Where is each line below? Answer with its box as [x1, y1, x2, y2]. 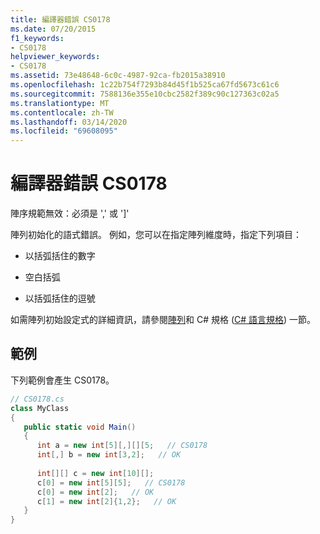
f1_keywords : [10, 33, 65, 43]
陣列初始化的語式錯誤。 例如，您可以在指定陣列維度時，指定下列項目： [10, 229, 302, 241]
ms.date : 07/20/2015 [10, 24, 97, 34]
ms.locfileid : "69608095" [10, 126, 118, 136]
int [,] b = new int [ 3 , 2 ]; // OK [36, 450, 182, 460]
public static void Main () [23, 422, 137, 432]
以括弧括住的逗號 [24, 292, 96, 305]
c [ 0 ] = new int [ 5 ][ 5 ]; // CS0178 [36, 477, 186, 488]
